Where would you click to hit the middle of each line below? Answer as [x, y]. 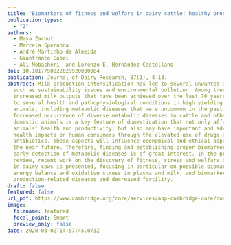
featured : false [30, 192]
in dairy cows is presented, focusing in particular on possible [109, 166]
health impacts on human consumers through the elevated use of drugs [117, 135]
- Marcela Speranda [41, 45]
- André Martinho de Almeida [55, 52]
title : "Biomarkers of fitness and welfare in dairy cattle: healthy [109, 13]
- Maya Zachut [33, 39]
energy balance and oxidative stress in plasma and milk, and [104, 173]
